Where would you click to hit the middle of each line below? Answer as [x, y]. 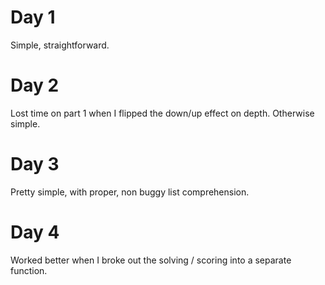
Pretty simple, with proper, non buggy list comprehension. [130, 192]
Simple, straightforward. [60, 45]
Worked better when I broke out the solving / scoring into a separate [151, 260]
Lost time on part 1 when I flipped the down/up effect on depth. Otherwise [162, 113]
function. [29, 270]
